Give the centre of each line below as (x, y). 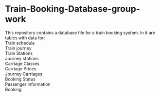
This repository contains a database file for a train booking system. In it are (80, 32)
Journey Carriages (24, 74)
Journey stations (22, 58)
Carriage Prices (21, 68)
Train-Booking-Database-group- (72, 9)
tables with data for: (25, 38)
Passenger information (28, 84)
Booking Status (20, 79)
